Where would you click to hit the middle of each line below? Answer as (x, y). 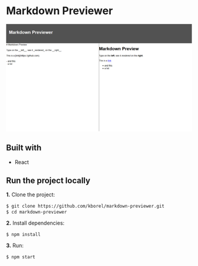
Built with (24, 148)
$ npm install (24, 235)
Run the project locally (48, 181)
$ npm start (21, 257)
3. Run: (15, 245)
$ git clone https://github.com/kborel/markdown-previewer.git (85, 206)
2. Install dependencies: (35, 223)
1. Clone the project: (31, 195)
